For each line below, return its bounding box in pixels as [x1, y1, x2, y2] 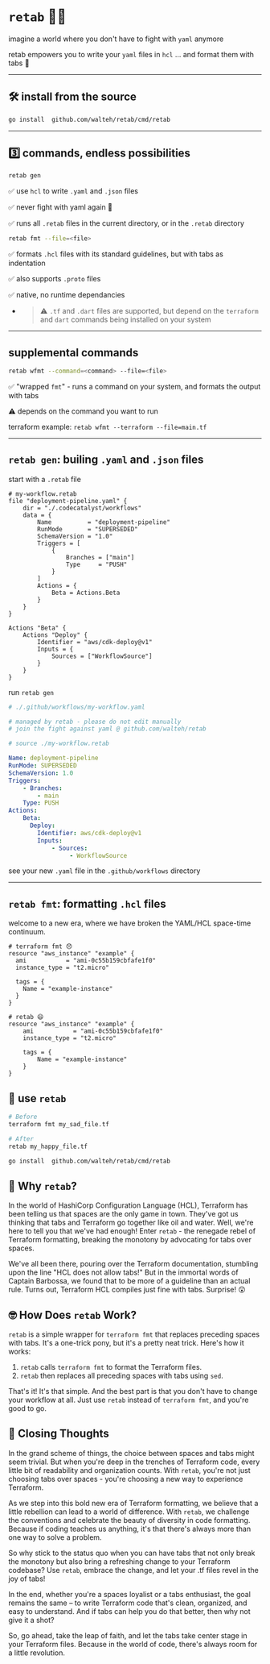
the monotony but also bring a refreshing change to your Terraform [8, 1556, 231, 1566]
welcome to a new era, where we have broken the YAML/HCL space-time [8, 918, 252, 928]
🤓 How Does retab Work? [8, 1308, 137, 1321]
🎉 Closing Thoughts [8, 1427, 110, 1441]
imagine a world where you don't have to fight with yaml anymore [8, 34, 224, 44]
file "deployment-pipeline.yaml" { [8, 497, 128, 505]
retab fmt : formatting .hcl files [8, 896, 166, 910]
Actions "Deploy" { [22, 630, 88, 639]
